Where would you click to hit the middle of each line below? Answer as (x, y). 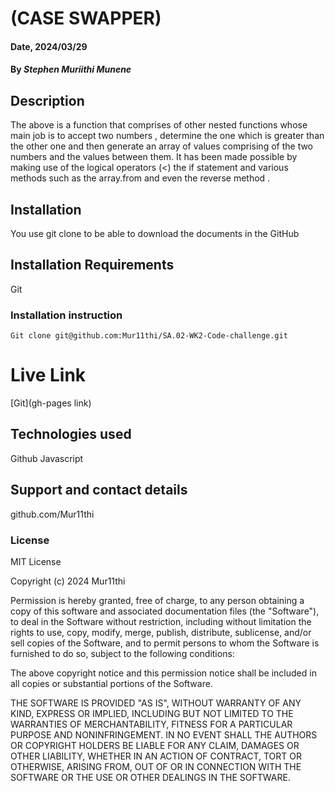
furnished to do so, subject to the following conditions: (122, 653)
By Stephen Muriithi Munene (71, 69)
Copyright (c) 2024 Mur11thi (68, 581)
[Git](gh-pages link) (51, 403)
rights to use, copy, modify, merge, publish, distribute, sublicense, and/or (161, 632)
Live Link (48, 375)
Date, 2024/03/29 (49, 46)
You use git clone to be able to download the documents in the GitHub (155, 233)
